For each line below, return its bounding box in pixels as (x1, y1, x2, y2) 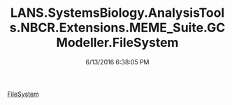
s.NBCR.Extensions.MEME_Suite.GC (9, 20, 226, 36)
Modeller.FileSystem (56, 35, 179, 50)
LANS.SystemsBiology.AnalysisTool (10, 5, 225, 21)
